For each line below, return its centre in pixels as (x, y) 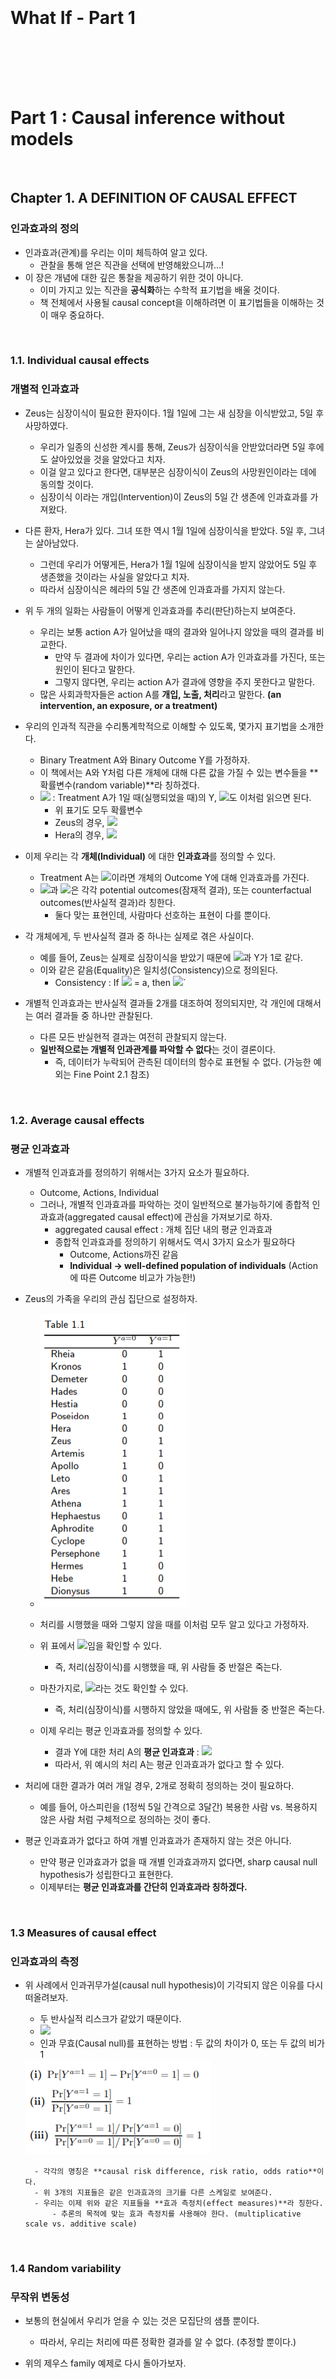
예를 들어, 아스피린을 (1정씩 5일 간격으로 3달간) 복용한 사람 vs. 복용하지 (178, 1807)
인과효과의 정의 (45, 229)
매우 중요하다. (77, 315)
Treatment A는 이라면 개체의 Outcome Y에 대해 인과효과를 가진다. (174, 877)
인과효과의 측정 (45, 1961)
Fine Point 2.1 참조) (111, 1074)
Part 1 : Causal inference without (147, 118)
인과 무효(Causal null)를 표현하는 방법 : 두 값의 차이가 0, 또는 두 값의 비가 (182, 2043)
